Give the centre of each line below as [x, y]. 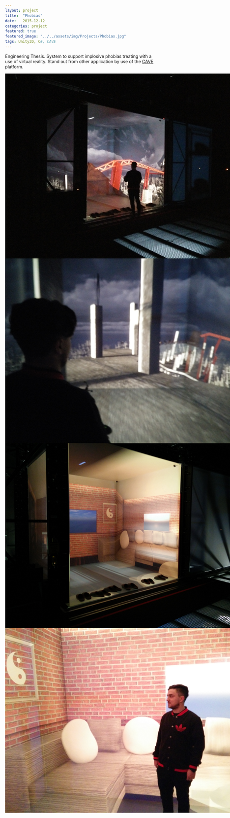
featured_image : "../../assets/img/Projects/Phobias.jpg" [66, 36]
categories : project [26, 26]
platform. [14, 67]
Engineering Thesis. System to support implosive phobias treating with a [78, 56]
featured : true [21, 31]
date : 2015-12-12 [25, 21]
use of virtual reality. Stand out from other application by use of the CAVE [79, 61]
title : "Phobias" [24, 16]
